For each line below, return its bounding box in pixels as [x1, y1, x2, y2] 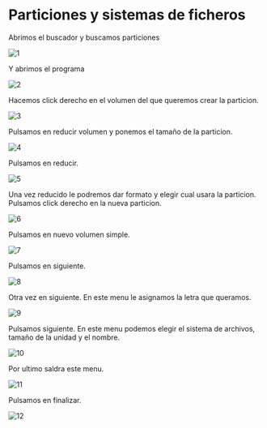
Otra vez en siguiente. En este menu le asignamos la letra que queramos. [8, 292, 252, 302]
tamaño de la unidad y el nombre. [8, 332, 121, 342]
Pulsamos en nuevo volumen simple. [8, 229, 131, 239]
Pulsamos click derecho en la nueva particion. [8, 198, 162, 208]
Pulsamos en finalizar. [8, 395, 82, 404]
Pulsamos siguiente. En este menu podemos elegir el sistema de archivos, [8, 323, 256, 333]
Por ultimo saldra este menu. [8, 363, 104, 374]
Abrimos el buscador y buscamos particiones [8, 32, 160, 42]
